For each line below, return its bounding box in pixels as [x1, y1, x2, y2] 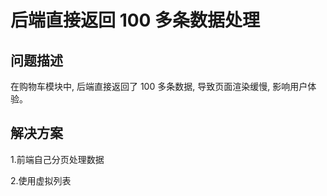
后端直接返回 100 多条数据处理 [10, 9, 261, 32]
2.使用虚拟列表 [10, 174, 72, 186]
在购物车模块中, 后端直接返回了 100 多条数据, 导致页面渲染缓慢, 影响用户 [10, 81, 308, 92]
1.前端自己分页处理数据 [10, 153, 105, 165]
